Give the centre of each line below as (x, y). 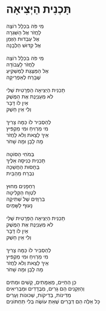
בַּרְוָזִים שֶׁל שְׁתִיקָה (26, 199)
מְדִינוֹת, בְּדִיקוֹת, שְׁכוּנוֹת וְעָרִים (39, 295)
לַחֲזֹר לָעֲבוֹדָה (20, 64)
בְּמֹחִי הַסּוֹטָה (20, 154)
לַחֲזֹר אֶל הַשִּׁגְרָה (24, 32)
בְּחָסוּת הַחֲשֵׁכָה (23, 167)
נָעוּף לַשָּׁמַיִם (19, 205)
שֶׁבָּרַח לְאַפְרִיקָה (23, 77)
